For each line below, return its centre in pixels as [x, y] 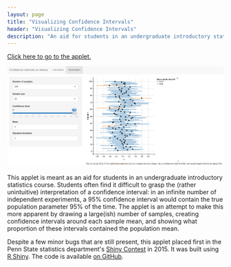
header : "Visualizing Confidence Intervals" [72, 29]
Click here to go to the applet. [49, 57]
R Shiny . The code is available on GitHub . [65, 257]
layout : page [26, 14]
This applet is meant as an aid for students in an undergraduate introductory [115, 178]
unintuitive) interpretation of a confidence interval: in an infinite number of [112, 192]
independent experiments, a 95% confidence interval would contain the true [115, 200]
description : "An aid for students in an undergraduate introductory [109, 36]
